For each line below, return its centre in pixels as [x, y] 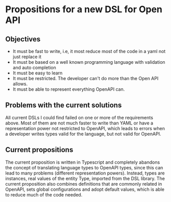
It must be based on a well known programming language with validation [89, 62]
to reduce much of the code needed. [44, 194]
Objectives [23, 39]
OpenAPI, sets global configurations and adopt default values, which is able [85, 189]
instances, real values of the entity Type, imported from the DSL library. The [85, 178]
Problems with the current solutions [64, 105]
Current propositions [39, 150]
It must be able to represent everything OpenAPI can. [69, 89]
